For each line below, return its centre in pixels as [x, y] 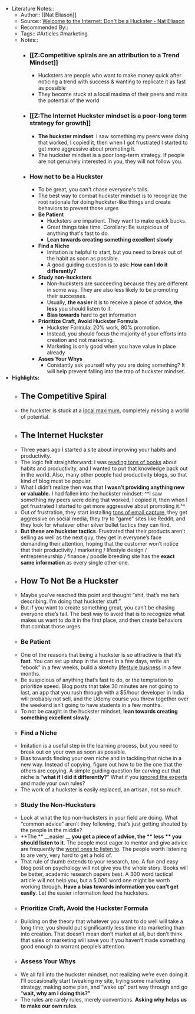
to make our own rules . [49, 1006]
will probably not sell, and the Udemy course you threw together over [105, 699]
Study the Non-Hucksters [58, 804]
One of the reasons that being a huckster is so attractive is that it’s [101, 654]
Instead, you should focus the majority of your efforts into [117, 334]
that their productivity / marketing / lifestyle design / [84, 550]
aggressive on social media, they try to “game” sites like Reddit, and [103, 519]
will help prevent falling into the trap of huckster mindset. [116, 371]
